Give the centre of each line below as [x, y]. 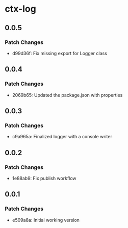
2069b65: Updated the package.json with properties [67, 95]
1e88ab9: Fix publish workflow [44, 178]
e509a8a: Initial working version [46, 220]
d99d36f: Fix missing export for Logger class [60, 53]
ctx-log [20, 9]
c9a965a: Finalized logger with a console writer [62, 137]
